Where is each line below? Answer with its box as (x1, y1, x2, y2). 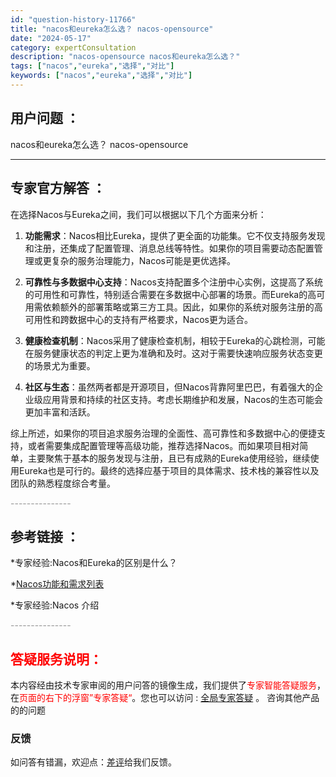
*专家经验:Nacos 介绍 (10, 599, 100, 611)
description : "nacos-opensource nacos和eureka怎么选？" (10, 52, 241, 62)
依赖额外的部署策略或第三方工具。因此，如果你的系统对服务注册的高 (42, 301, 323, 313)
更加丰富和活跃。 (24, 406, 96, 418)
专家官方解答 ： (10, 180, 106, 197)
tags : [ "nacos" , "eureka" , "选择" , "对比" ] (10, 61, 175, 71)
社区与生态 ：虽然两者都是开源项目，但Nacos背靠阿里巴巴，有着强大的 (24, 381, 315, 393)
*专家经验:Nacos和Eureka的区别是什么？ (10, 557, 178, 569)
